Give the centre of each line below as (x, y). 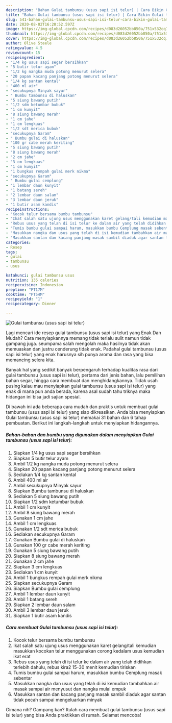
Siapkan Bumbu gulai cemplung (46, 588)
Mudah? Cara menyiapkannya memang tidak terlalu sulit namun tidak (78, 338)
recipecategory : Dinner (31, 304)
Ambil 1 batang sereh (35, 599)
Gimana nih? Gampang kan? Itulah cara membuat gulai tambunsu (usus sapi (85, 709)
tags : (11, 252)
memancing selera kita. (30, 360)
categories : (18, 242)
